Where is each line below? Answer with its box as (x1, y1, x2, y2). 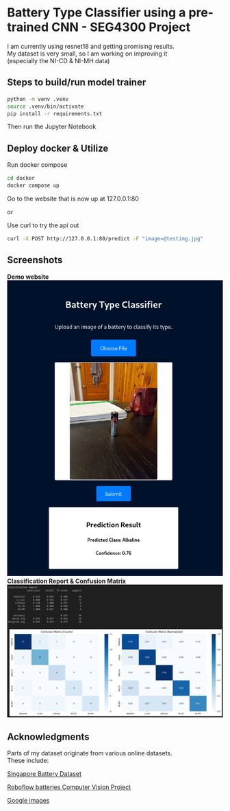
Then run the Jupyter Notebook (7, 122, 97, 131)
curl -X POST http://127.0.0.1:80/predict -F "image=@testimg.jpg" (7, 235, 204, 242)
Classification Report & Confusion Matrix (7, 577, 127, 585)
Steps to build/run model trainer (7, 77, 146, 89)
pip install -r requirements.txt (7, 110, 103, 117)
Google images (7, 797, 50, 805)
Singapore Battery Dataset (7, 770, 82, 778)
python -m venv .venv (7, 95, 69, 102)
